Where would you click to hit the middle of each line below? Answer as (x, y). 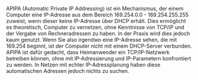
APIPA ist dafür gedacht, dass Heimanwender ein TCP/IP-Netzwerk (88, 52)
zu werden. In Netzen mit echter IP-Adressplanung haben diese (83, 65)
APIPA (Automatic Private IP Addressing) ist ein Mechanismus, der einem (95, 9)
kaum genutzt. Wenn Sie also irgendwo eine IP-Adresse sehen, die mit (92, 40)
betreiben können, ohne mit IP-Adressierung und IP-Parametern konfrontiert (99, 59)
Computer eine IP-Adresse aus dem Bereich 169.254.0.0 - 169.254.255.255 (98, 15)
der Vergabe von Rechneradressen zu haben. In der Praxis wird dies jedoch (98, 34)
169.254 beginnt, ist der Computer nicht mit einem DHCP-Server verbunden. (99, 46)
